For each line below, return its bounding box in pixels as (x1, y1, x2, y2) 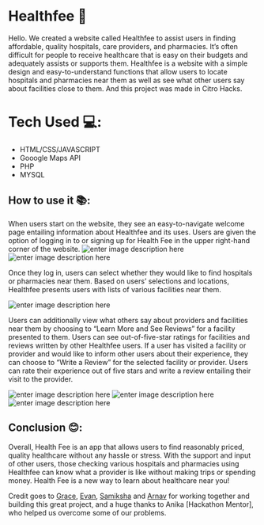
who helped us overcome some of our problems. (8, 508, 167, 517)
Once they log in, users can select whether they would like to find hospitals (8, 268, 253, 277)
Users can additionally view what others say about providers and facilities (8, 315, 248, 325)
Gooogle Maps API (19, 153, 81, 162)
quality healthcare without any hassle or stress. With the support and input (8, 451, 251, 460)
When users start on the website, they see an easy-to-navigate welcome (8, 219, 245, 228)
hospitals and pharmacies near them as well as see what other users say (8, 75, 245, 85)
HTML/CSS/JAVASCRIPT (19, 144, 100, 154)
